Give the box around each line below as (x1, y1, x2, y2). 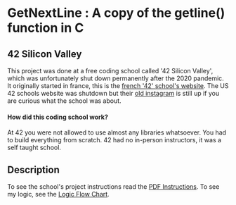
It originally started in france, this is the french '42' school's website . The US (7, 82, 229, 89)
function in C (7, 20, 84, 36)
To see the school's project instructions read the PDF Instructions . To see (7, 182, 220, 191)
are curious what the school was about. (7, 97, 122, 105)
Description (7, 163, 60, 175)
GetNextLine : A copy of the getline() (7, 5, 225, 21)
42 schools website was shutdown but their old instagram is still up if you (7, 89, 220, 97)
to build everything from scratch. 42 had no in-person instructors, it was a (7, 136, 222, 144)
